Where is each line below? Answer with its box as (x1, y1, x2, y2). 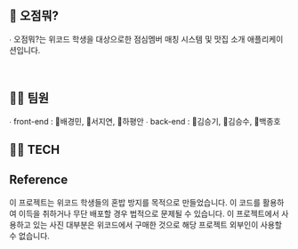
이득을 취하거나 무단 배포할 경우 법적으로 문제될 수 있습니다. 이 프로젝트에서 (18, 208, 280, 219)
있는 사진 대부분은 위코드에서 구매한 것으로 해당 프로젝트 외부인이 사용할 (32, 219, 283, 229)
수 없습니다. (9, 230, 51, 241)
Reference (9, 173, 68, 188)
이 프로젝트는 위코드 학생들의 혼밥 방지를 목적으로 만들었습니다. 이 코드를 (9, 197, 261, 207)
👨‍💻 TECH (9, 142, 60, 157)
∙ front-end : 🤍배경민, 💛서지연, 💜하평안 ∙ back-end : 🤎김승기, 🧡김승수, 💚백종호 (9, 116, 281, 126)
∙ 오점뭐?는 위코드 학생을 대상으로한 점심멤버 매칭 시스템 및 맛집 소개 (9, 34, 246, 44)
